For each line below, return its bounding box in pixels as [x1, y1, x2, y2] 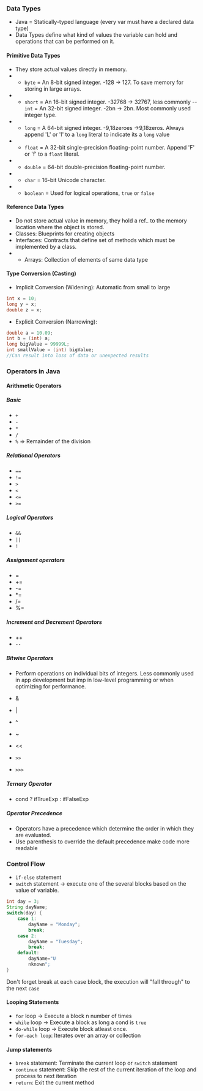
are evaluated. [15, 832, 52, 839]
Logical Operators [6, 514, 54, 521]
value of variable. [15, 887, 59, 894]
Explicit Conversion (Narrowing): [15, 317, 98, 325]
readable [15, 845, 38, 852]
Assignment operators [6, 556, 65, 563]
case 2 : [17, 933, 37, 939]
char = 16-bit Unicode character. [24, 176, 106, 183]
